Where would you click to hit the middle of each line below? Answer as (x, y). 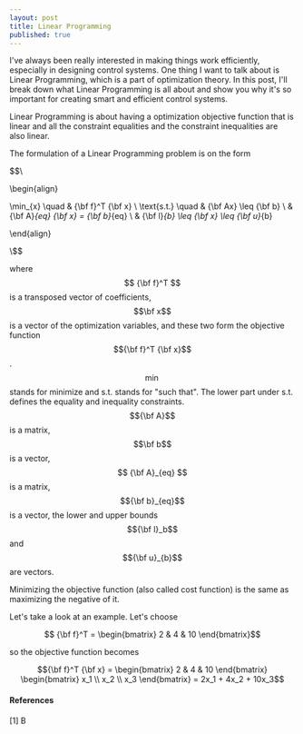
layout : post (34, 18)
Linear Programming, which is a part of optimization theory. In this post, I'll (148, 80)
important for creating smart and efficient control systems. (119, 99)
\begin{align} (34, 189)
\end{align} (30, 233)
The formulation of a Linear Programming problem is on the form (130, 154)
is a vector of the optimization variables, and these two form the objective (147, 326)
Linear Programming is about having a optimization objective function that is (152, 117)
